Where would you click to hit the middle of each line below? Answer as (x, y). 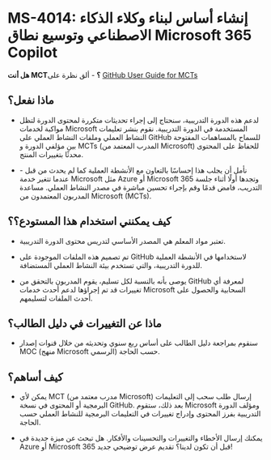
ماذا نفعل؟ (31, 101)
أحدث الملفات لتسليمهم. (56, 298)
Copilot (33, 53)
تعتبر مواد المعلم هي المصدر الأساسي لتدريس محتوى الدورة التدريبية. (122, 241)
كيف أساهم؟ (36, 377)
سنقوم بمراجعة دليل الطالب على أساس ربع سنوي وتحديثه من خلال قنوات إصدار (138, 343)
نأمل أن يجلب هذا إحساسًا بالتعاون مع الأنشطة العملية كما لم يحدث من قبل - (133, 170)
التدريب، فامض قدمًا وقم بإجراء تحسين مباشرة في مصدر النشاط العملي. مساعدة (140, 187)
